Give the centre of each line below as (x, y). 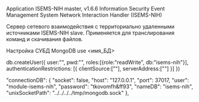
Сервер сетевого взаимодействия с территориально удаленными (90, 27)
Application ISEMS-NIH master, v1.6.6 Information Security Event (85, 9)
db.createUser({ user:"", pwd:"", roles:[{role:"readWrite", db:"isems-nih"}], (97, 62)
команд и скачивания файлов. (45, 39)
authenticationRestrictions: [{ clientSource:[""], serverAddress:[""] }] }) (93, 69)
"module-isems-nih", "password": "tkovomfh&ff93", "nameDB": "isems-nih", (100, 86)
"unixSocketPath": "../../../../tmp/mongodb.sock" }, (68, 93)
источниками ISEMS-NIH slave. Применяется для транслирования (90, 33)
